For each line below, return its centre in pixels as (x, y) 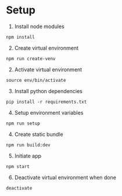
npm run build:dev (28, 145)
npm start (18, 166)
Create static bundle (39, 134)
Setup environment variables (49, 112)
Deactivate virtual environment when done (65, 177)
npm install (20, 37)
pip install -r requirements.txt (46, 102)
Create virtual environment (46, 48)
